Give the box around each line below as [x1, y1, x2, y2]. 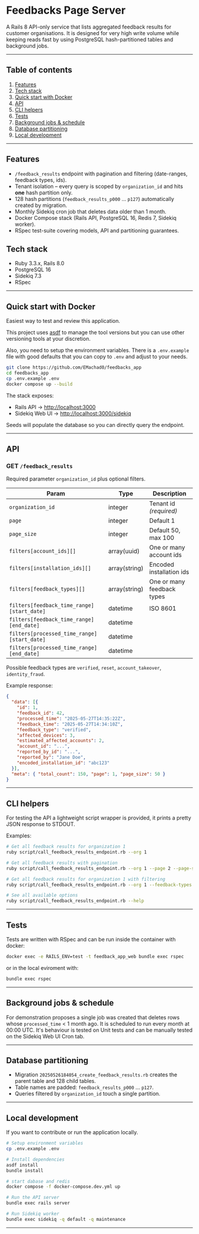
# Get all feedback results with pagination [6, 860, 118, 866]
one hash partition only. [14, 189, 73, 196]
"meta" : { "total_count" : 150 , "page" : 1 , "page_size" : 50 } [11, 771, 166, 777]
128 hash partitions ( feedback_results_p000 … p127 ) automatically [14, 195, 175, 202]
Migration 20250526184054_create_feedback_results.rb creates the [14, 1071, 178, 1078]
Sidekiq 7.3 [14, 272, 41, 280]
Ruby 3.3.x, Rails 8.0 [14, 260, 65, 267]
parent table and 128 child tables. [14, 1078, 97, 1085]
